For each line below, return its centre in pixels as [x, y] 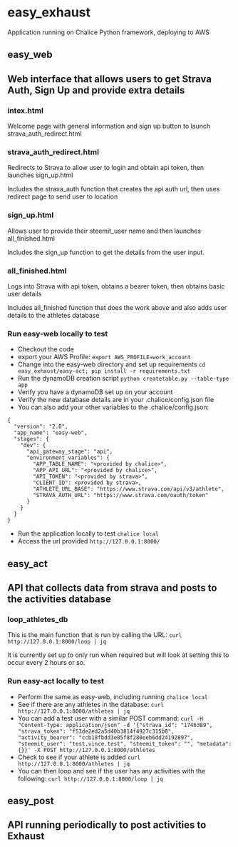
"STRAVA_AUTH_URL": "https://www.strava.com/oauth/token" [121, 496]
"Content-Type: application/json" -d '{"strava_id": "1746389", [115, 725]
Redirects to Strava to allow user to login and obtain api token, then [106, 168]
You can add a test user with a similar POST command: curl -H [110, 718]
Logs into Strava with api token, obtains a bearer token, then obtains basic [116, 286]
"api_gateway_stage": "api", [69, 452]
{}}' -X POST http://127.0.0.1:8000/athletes [86, 750]
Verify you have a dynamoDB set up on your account [95, 392]
